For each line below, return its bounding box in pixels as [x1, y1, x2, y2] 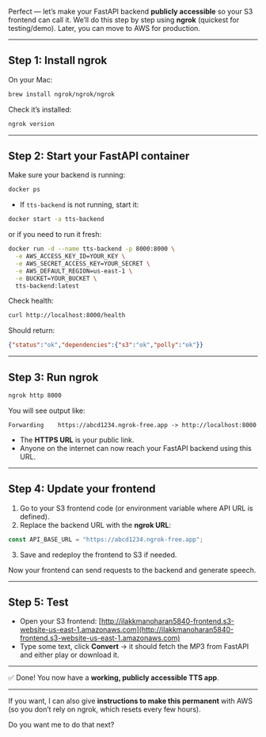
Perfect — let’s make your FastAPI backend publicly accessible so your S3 [8, 7, 253, 16]
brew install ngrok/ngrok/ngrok [8, 90, 115, 98]
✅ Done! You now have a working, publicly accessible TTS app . [8, 673, 219, 682]
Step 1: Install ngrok [8, 54, 108, 67]
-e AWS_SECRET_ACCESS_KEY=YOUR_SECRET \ [15, 259, 150, 268]
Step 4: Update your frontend [8, 483, 156, 496]
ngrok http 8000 [8, 391, 62, 399]
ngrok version [8, 120, 55, 128]
